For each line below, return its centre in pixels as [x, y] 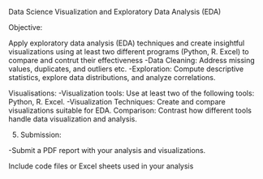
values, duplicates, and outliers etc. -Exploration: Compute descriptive [126, 69]
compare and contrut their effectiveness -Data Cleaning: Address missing [132, 60]
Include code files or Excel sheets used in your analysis [101, 166]
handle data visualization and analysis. [73, 119]
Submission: [41, 134]
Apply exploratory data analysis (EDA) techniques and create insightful [127, 43]
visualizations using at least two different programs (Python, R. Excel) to [129, 51]
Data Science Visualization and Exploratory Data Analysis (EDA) [115, 12]
